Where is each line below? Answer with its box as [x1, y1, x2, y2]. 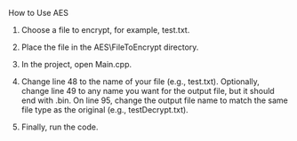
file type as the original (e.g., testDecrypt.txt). [20, 105, 189, 114]
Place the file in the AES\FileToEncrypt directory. [20, 42, 199, 52]
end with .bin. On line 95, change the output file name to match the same [20, 95, 288, 106]
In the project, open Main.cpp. [20, 59, 132, 69]
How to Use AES [8, 8, 68, 18]
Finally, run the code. [20, 121, 99, 132]
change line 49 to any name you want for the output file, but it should [20, 86, 275, 96]
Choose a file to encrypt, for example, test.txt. [20, 25, 190, 35]
